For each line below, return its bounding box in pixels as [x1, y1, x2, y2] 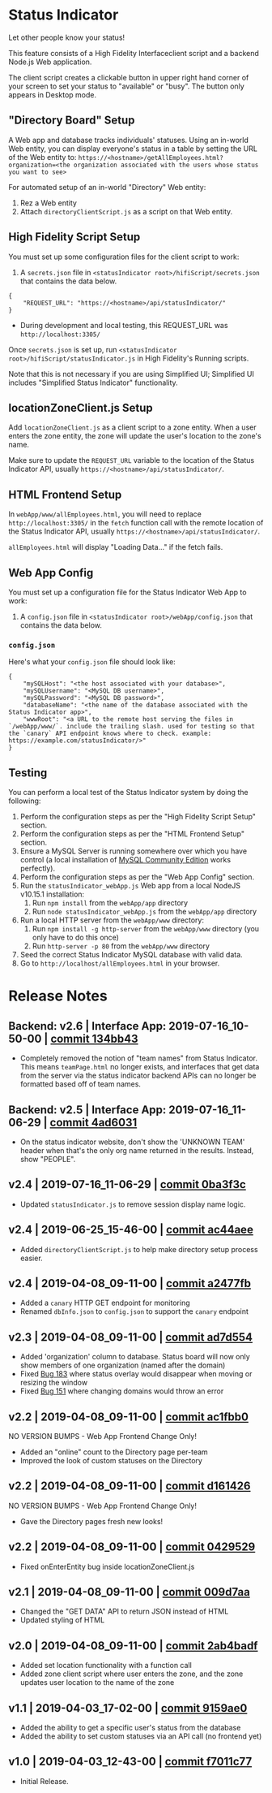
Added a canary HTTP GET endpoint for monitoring [19, 1298, 190, 1308]
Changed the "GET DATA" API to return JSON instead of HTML [19, 1606, 229, 1617]
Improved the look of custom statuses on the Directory [19, 1455, 202, 1465]
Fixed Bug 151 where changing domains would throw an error [19, 1386, 224, 1396]
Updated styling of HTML [19, 1615, 105, 1625]
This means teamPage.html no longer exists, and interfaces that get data [19, 1062, 260, 1072]
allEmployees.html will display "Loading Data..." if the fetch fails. [8, 542, 223, 552]
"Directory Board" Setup [8, 114, 135, 127]
